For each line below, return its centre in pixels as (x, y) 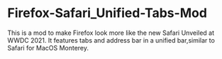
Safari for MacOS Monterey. (48, 48)
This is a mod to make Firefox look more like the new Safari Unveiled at (111, 33)
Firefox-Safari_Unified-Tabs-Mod (107, 13)
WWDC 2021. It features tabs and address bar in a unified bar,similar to (111, 40)
